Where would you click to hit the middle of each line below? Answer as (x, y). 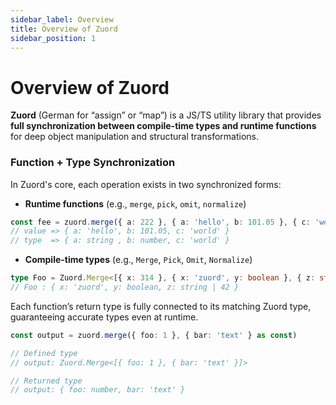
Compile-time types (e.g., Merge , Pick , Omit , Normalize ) (138, 260)
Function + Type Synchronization (93, 163)
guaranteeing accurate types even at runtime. (104, 317)
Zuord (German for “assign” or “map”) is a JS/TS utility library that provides (166, 115)
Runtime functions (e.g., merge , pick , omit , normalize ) (135, 203)
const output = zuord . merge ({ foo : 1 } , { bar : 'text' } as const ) (154, 335)
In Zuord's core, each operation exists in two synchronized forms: (146, 184)
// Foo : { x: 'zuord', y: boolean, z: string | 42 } (125, 287)
